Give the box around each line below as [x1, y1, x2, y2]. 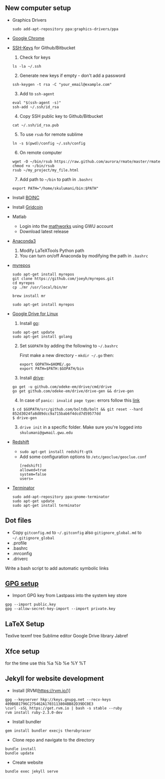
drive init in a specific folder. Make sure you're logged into [19, 424, 142, 430]
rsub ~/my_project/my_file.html [12, 168, 79, 173]
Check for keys [19, 54, 51, 60]
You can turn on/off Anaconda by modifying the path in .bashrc [19, 252, 149, 258]
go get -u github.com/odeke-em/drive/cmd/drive [12, 384, 112, 389]
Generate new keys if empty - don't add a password [19, 72, 126, 78]
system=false [19, 472, 47, 477]
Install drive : [19, 375, 45, 381]
